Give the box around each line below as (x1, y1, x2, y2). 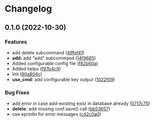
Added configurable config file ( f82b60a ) (12, 60, 98, 66)
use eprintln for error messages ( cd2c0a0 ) (12, 111, 102, 117)
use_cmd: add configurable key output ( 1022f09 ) (12, 76, 115, 82)
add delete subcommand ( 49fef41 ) (12, 49, 85, 55)
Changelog (5, 3, 52, 15)
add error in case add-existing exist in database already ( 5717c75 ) (12, 100, 150, 106)
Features (5, 38, 27, 45)
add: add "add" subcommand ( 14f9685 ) (12, 55, 96, 61)
